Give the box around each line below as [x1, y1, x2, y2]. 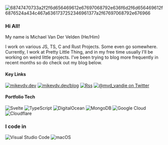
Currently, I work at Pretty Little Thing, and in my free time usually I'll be [5, 49, 153, 55]
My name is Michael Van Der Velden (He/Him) [5, 34, 100, 40]
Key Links [5, 71, 26, 77]
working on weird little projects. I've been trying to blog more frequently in [5, 54, 159, 60]
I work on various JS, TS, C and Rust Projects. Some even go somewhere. [5, 44, 158, 50]
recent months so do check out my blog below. [5, 60, 102, 66]
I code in [5, 123, 27, 130]
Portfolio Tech [5, 94, 36, 100]
